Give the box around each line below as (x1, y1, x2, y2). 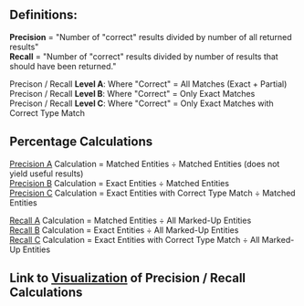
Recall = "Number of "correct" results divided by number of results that (9, 50, 278, 62)
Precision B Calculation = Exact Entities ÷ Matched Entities (9, 177, 230, 188)
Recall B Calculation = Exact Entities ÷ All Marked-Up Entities (9, 224, 239, 236)
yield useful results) (9, 168, 84, 179)
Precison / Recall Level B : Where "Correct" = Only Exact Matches (9, 88, 256, 99)
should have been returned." (9, 60, 117, 71)
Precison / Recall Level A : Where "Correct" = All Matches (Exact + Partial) (9, 78, 288, 90)
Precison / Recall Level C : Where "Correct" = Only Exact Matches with (9, 98, 274, 109)
